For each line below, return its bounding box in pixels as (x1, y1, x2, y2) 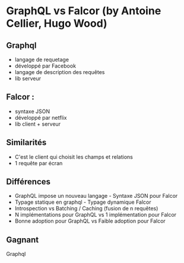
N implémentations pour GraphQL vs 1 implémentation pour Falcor (14, 211, 177, 219)
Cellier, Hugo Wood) (6, 17, 108, 30)
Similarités (6, 137, 47, 147)
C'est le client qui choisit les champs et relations (14, 153, 134, 161)
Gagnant (6, 235, 39, 245)
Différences (6, 177, 51, 187)
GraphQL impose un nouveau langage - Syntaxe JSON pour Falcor (14, 193, 178, 200)
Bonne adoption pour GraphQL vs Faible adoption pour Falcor (14, 217, 166, 224)
